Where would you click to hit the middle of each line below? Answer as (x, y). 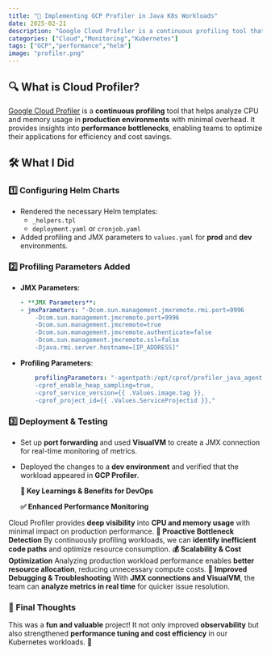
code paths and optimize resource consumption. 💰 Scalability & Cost (125, 549)
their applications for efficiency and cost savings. (90, 136)
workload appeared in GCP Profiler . (79, 475)
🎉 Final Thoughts (42, 607)
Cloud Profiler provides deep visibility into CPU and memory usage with (129, 522)
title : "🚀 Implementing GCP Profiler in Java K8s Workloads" (113, 16)
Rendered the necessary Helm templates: (89, 211)
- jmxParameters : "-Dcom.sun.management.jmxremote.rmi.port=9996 (132, 310)
